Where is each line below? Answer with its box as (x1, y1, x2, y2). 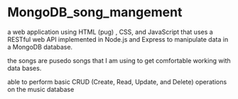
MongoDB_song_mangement (7, 4, 183, 21)
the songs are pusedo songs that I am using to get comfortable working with (7, 56, 231, 64)
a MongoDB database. (7, 42, 73, 51)
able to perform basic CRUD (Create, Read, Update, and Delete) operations (7, 77, 227, 86)
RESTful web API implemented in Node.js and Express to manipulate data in (7, 35, 229, 43)
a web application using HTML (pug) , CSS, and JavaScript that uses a (7, 28, 213, 36)
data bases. (7, 64, 42, 72)
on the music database (7, 85, 75, 93)
